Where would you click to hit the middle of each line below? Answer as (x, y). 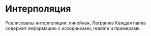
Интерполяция (38, 9)
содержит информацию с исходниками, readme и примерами (72, 28)
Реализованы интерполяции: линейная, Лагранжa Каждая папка (75, 23)
